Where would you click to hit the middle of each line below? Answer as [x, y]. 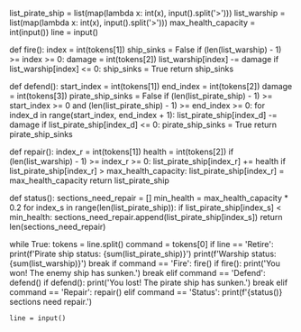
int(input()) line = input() [54, 32]
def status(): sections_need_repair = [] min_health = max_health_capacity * [149, 198]
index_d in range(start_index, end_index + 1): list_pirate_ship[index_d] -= [143, 115]
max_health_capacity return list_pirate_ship [89, 180]
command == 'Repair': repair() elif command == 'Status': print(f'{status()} [146, 292]
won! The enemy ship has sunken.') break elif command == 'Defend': [137, 273]
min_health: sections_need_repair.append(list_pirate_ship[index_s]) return [146, 217]
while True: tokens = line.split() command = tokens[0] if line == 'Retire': [141, 244]
